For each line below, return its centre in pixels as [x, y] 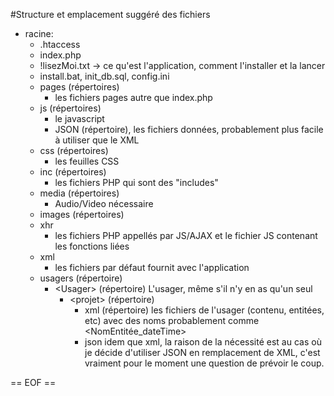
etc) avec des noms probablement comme [172, 320]
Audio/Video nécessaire [104, 203]
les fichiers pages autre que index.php [133, 97]
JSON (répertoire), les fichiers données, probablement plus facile [189, 129]
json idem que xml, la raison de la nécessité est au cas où [203, 342]
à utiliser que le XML [97, 140]
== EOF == [33, 382]
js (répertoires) [70, 108]
